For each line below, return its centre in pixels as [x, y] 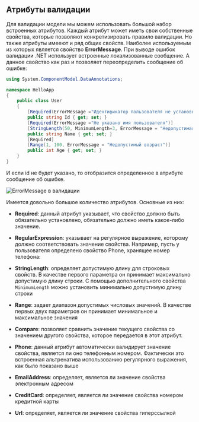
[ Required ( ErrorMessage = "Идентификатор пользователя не [99, 112]
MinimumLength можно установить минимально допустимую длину [98, 287]
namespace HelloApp [30, 90]
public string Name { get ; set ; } [70, 134]
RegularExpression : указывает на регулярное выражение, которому [101, 237]
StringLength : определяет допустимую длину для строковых [92, 268]
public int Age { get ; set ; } [65, 151]
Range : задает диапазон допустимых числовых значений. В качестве [103, 304]
